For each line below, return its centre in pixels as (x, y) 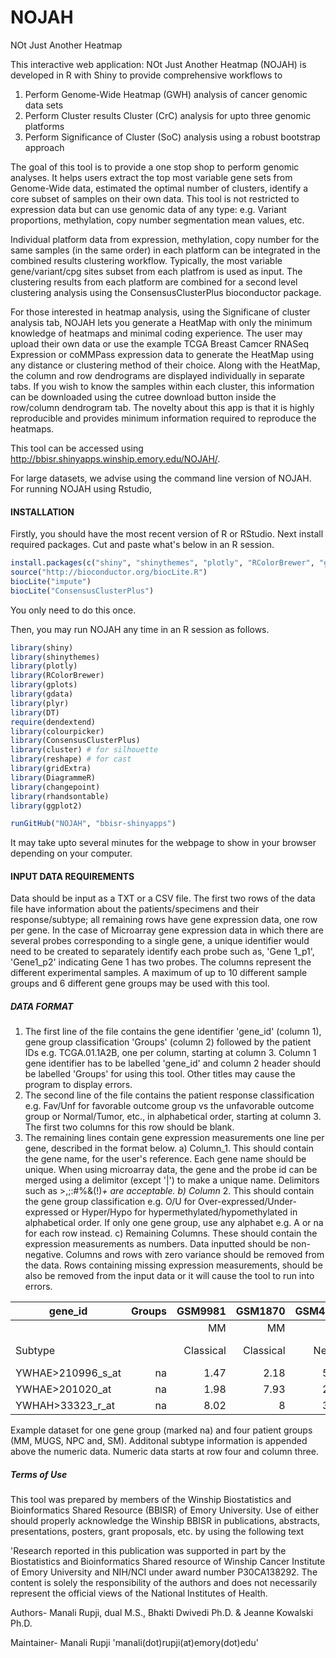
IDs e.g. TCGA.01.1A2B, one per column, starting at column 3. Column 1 (170, 1053)
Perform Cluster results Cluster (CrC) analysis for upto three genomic (168, 115)
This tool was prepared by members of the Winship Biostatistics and (151, 1500)
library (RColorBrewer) (57, 676)
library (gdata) (42, 694)
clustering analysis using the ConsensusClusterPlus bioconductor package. (166, 292)
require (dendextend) (53, 722)
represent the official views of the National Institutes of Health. (139, 1593)
